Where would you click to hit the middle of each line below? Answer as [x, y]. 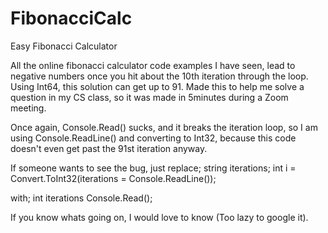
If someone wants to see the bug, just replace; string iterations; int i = [153, 168]
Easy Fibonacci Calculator [64, 46]
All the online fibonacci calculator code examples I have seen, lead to [153, 65]
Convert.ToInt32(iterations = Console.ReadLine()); [113, 178]
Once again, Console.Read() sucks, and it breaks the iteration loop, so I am [164, 127]
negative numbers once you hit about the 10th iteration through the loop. [159, 76]
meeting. [28, 108]
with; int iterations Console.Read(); [81, 198]
